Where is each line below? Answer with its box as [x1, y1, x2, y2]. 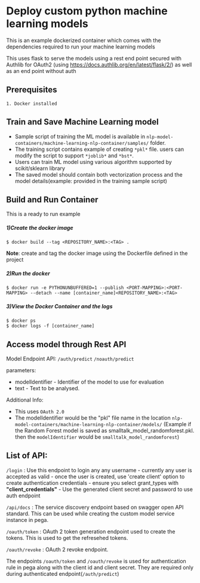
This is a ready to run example [6, 211, 81, 218]
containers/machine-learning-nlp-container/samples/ [14, 140, 149, 146]
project [6, 256, 24, 263]
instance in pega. [6, 516, 49, 523]
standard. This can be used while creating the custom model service [6, 510, 175, 517]
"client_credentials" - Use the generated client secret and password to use [6, 485, 193, 493]
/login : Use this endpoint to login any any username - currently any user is [6, 466, 192, 473]
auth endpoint [6, 492, 41, 499]
